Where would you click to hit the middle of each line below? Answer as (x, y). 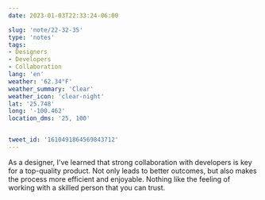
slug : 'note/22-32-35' (46, 30)
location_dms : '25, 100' (49, 119)
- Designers (28, 52)
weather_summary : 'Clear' (51, 89)
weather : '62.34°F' (40, 81)
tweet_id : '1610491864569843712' (63, 140)
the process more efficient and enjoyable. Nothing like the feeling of (119, 179)
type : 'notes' (32, 37)
